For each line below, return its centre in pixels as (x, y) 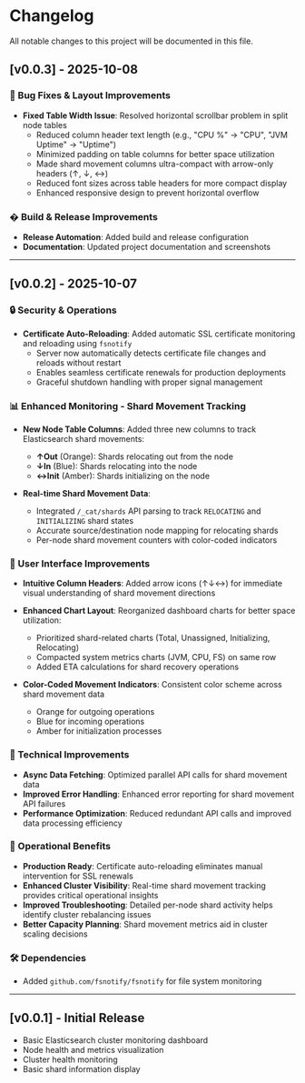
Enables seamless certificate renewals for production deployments (161, 372)
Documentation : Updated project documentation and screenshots (146, 246)
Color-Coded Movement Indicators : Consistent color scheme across (152, 685)
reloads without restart (79, 362)
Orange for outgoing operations (95, 712)
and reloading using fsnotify (77, 343)
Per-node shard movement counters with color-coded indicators (157, 540)
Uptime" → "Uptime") (76, 144)
